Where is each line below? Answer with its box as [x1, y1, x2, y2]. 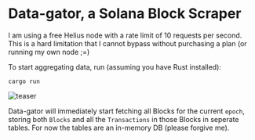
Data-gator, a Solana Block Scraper [8, 5, 242, 23]
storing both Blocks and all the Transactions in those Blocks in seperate [8, 114, 239, 124]
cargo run [8, 77, 41, 85]
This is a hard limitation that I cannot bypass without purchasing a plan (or [8, 38, 247, 48]
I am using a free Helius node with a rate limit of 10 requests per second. [8, 31, 242, 40]
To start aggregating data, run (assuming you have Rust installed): [8, 62, 222, 71]
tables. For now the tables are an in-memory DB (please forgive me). [8, 123, 230, 132]
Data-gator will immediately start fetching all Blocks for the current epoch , [8, 106, 245, 116]
